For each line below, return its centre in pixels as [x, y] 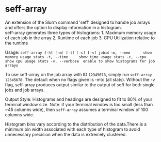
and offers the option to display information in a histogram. [64, 27]
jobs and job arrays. [25, 90]
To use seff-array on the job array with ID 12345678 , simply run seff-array [79, 74]
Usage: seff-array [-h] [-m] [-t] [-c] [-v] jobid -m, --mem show [78, 52]
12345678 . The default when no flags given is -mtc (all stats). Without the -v [80, 79]
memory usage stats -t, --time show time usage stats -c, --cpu [76, 57]
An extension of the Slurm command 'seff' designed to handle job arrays [78, 22]
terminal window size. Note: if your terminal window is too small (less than [79, 104]
